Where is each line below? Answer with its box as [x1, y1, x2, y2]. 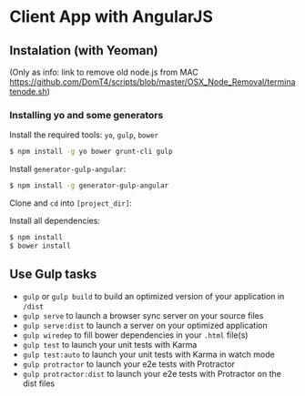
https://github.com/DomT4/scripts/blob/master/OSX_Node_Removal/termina [9, 76, 296, 87]
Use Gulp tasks [9, 267, 97, 282]
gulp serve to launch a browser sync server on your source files [22, 310, 264, 320]
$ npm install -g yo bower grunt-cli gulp [9, 147, 173, 157]
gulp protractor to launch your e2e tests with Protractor [22, 358, 235, 370]
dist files [22, 378, 56, 389]
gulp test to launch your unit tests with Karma [22, 339, 198, 350]
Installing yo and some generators [9, 108, 164, 121]
